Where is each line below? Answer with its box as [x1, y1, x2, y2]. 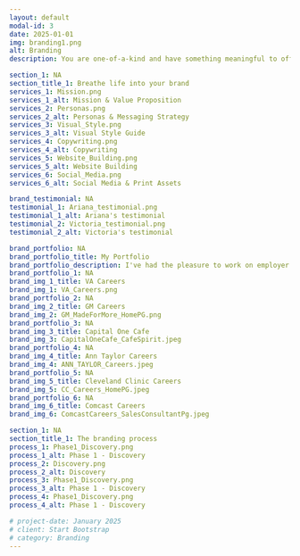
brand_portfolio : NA [9, 244, 87, 253]
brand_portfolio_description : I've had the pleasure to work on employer [9, 261, 290, 270]
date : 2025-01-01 [9, 29, 74, 38]
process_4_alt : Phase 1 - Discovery [9, 501, 146, 510]
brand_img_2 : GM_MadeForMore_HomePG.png [9, 310, 162, 319]
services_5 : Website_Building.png [9, 154, 138, 162]
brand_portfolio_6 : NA [9, 394, 94, 402]
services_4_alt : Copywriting [9, 145, 118, 154]
